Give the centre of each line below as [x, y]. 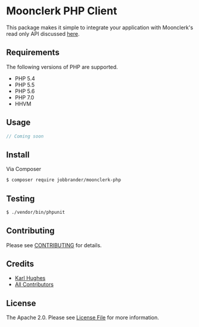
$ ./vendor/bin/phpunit [36, 212]
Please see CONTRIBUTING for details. [54, 245]
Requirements [33, 53]
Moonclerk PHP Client [62, 11]
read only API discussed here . [43, 33]
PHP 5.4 [25, 78]
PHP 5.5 [25, 85]
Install [18, 155]
